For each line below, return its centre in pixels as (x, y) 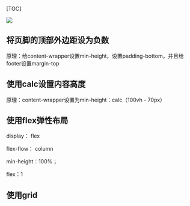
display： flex (23, 136)
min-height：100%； (32, 162)
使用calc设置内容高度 (46, 84)
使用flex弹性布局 (37, 120)
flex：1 (14, 174)
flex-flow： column (30, 149)
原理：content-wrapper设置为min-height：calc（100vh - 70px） (86, 100)
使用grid (22, 195)
